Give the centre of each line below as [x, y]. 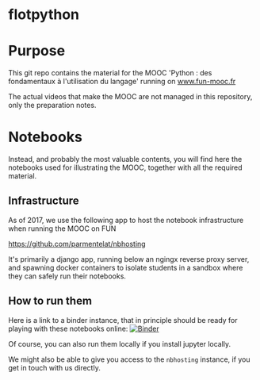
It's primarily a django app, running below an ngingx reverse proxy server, [129, 259]
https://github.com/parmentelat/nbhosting [77, 244]
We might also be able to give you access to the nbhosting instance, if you [130, 359]
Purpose [37, 51]
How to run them [50, 301]
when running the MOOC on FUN [62, 228]
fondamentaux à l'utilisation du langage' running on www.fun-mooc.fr [122, 82]
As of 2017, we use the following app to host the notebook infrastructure [126, 220]
